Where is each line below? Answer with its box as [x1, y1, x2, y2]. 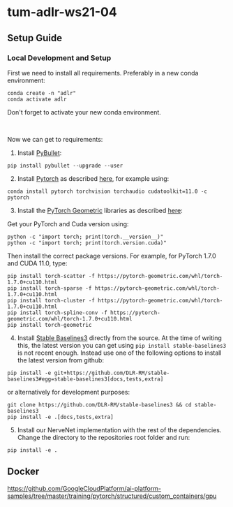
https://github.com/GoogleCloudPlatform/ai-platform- [7, 484, 162, 492]
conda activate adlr [7, 96, 68, 103]
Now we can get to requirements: [7, 135, 103, 143]
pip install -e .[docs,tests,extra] [7, 413, 114, 420]
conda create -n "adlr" [7, 89, 77, 96]
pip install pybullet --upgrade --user [7, 162, 123, 169]
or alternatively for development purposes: [7, 388, 130, 396]
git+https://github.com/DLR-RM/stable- [54, 369, 170, 376]
